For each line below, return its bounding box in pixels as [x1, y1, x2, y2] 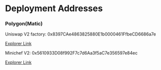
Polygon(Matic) [5, 20, 43, 27]
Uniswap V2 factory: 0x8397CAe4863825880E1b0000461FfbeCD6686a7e [5, 31, 156, 37]
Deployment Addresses [5, 3, 103, 14]
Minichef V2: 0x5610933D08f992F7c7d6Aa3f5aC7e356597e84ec [5, 50, 138, 56]
